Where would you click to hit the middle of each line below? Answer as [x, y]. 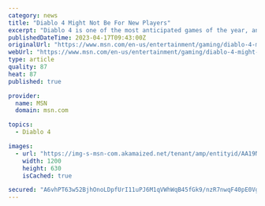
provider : [24, 96]
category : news [33, 15]
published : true [35, 81]
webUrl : [21, 52]
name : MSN [31, 103]
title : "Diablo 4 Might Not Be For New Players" [90, 23]
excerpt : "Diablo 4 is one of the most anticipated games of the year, [128, 30]
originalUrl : [30, 45]
